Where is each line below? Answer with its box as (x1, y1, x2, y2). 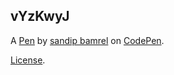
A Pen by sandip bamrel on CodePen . (10, 34, 165, 46)
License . (10, 54, 46, 66)
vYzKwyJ (10, 8, 70, 25)
